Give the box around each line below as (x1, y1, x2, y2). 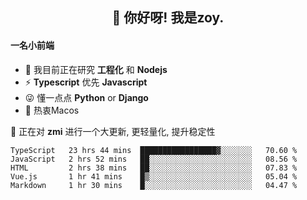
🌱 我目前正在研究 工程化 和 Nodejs (24, 63, 168, 75)
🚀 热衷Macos (24, 104, 80, 116)
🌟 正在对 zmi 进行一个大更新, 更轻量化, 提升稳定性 (10, 125, 216, 137)
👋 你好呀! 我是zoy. (111, 9, 225, 27)
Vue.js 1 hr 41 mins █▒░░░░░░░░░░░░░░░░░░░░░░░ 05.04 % (10, 171, 298, 182)
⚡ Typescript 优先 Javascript (24, 76, 148, 88)
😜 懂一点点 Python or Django (24, 91, 149, 103)
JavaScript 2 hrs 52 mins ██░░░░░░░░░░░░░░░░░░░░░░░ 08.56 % (10, 154, 298, 164)
